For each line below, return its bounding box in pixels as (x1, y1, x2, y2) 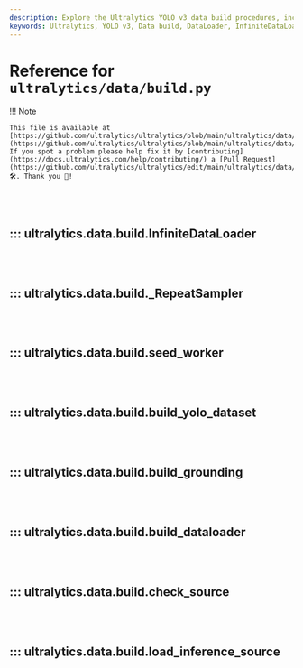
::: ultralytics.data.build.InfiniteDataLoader (9, 226, 257, 241)
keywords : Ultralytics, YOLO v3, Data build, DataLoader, (9, 22, 232, 31)
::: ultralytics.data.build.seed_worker (9, 345, 224, 361)
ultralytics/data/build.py (9, 79, 212, 97)
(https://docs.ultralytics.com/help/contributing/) (9, 155, 207, 164)
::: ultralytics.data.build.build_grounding (9, 465, 243, 480)
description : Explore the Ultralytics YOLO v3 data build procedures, (9, 13, 280, 23)
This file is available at (9, 124, 111, 133)
